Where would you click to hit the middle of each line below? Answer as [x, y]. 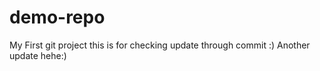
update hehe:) [38, 55]
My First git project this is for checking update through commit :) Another [160, 45]
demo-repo [57, 17]
